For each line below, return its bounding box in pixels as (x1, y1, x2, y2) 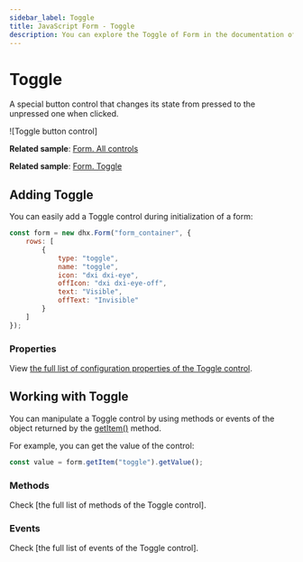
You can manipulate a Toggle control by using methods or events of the (9, 413, 275, 424)
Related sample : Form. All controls (9, 144, 139, 155)
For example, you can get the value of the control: (9, 440, 195, 451)
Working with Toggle (9, 389, 129, 405)
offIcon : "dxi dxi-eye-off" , (57, 279, 168, 288)
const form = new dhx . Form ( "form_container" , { (9, 229, 192, 238)
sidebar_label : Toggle (9, 13, 95, 23)
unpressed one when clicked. (9, 108, 119, 119)
